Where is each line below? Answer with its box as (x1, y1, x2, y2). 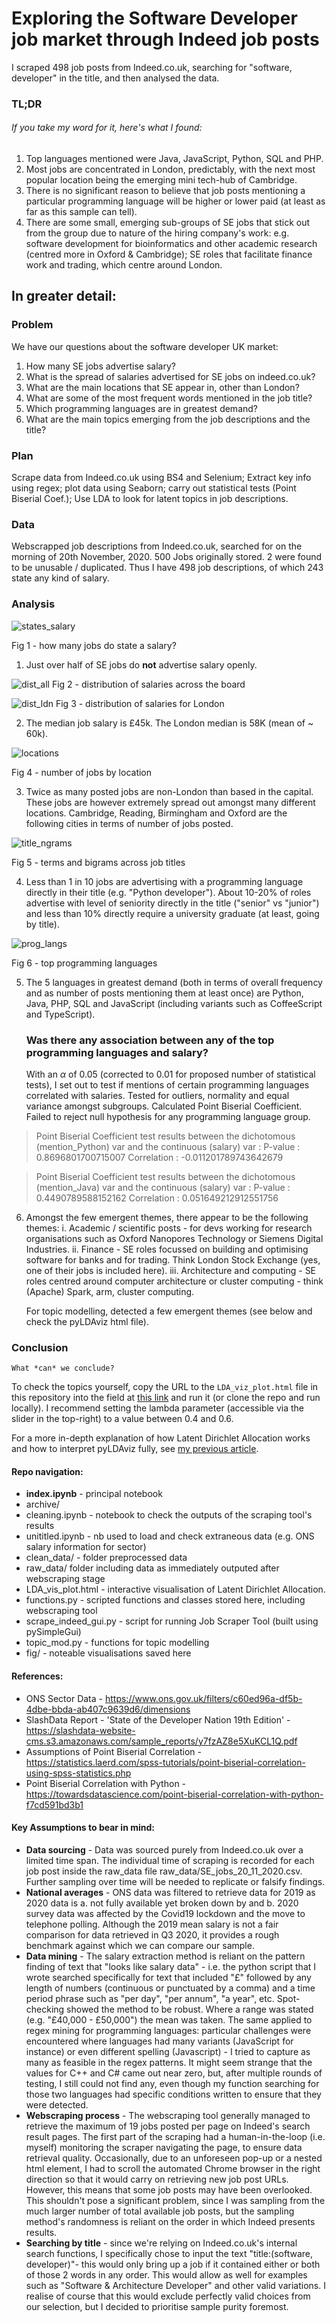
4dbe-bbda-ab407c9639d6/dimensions (25, 1703, 191, 1715)
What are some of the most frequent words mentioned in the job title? (25, 392, 313, 404)
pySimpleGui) (25, 1626, 82, 1638)
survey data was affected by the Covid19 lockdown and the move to (25, 1907, 306, 1919)
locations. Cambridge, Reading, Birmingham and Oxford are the (25, 807, 288, 819)
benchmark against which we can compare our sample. (25, 1939, 255, 1951)
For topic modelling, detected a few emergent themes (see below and (25, 1305, 313, 1317)
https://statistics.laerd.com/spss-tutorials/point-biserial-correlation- (25, 1756, 306, 1768)
